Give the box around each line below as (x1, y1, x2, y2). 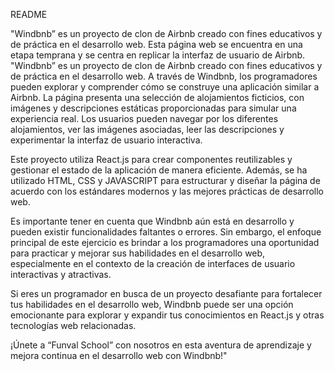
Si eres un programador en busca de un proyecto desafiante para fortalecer (10, 288, 323, 299)
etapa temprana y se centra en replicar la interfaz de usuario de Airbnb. (10, 49, 306, 61)
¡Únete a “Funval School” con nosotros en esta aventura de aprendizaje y (10, 339, 312, 351)
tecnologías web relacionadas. (10, 320, 137, 331)
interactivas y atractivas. (10, 269, 112, 280)
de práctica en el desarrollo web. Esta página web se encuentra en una (10, 39, 303, 50)
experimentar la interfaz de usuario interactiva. (10, 134, 203, 146)
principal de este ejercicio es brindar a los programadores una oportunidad (10, 237, 320, 248)
